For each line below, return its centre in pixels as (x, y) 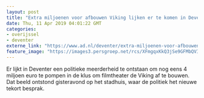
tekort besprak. (25, 88)
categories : (21, 29)
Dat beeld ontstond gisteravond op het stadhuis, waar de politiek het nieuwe (102, 82)
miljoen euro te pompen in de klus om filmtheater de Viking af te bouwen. (98, 75)
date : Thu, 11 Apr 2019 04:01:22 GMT (54, 23)
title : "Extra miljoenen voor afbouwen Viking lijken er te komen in (96, 18)
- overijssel (23, 35)
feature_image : (25, 52)
